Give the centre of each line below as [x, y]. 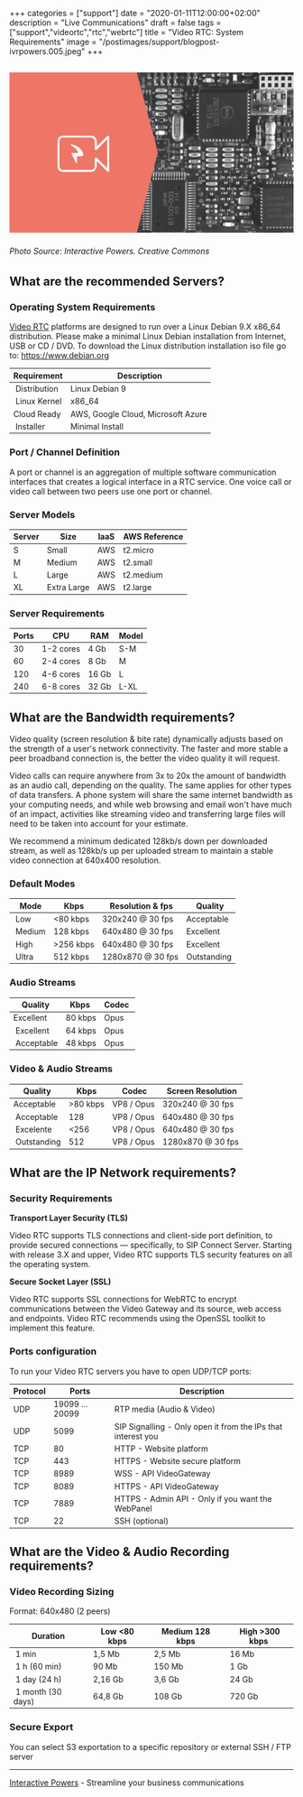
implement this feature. [52, 1328]
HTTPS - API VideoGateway [166, 1486]
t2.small [138, 562]
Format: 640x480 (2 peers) [60, 1611]
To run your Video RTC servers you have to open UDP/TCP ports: [131, 1371]
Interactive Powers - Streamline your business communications [127, 1783]
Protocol [30, 1391]
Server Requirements [57, 613]
